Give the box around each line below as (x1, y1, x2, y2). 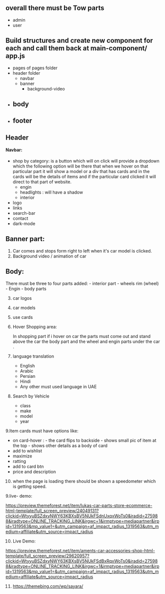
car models (12, 305, 36, 311)
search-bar (12, 210, 36, 216)
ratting (12, 458, 26, 464)
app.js (5, 52, 25, 60)
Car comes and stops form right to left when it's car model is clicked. (12, 248, 152, 254)
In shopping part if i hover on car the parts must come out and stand (12, 333, 151, 339)
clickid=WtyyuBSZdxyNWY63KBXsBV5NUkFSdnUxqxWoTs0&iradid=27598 (5, 513, 158, 519)
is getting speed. (12, 483, 47, 489)
